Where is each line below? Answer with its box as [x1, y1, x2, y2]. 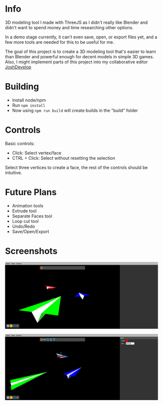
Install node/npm [12, 97, 46, 103]
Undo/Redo [12, 223, 35, 229]
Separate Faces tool [12, 213, 52, 219]
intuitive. [5, 169, 22, 175]
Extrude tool [12, 208, 37, 214]
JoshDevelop [5, 64, 32, 70]
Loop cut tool [12, 218, 39, 224]
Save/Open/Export [12, 228, 49, 234]
